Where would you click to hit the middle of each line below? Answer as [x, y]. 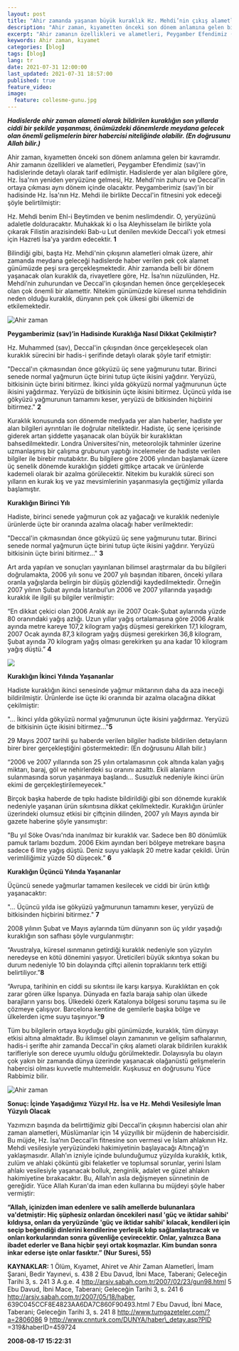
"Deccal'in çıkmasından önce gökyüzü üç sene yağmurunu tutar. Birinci [112, 538]
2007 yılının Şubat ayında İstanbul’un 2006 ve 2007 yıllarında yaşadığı [110, 590]
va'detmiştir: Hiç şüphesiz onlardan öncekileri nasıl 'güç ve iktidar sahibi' [118, 1215]
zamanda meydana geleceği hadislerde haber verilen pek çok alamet [108, 260]
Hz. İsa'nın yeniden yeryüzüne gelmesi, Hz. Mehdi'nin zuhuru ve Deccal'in [116, 180]
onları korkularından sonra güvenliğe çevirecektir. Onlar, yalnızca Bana [114, 1238]
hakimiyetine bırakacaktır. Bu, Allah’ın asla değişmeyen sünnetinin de [108, 1178]
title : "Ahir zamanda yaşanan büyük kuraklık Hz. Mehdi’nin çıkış [108, 21]
